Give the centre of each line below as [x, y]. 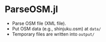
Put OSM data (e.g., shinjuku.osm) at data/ [57, 28]
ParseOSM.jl [32, 9]
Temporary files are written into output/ [53, 34]
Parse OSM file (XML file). [39, 23]
